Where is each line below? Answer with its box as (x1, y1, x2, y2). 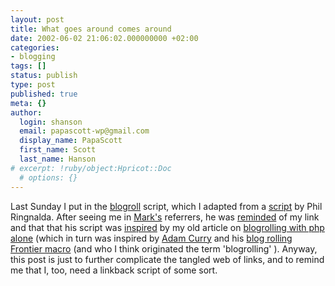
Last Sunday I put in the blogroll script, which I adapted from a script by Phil (10, 200, 323, 212)
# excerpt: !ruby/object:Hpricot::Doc (10, 163, 172, 173)
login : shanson (19, 117, 83, 127)
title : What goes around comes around (10, 24, 172, 34)
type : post (10, 80, 56, 90)
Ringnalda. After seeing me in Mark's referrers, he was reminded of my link (10, 211, 320, 223)
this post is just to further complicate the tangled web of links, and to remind (10, 253, 325, 265)
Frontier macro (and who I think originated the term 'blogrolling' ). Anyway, (10, 242, 318, 255)
